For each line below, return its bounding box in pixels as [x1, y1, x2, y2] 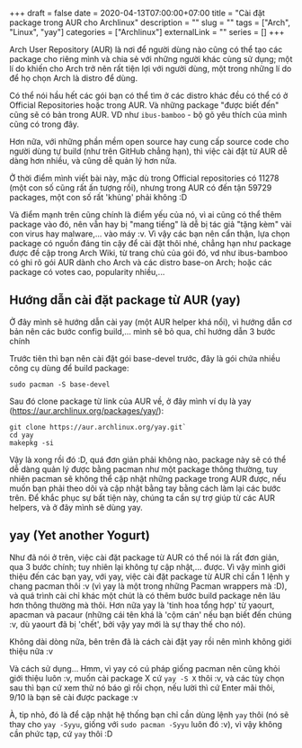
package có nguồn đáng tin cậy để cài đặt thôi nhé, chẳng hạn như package [9, 238, 292, 248]
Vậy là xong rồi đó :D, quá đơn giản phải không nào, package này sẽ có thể [9, 454, 287, 465]
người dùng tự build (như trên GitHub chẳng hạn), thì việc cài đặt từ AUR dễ [9, 146, 288, 156]
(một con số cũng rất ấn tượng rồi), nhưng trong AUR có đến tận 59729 [9, 183, 272, 192]
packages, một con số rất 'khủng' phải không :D [9, 192, 188, 202]
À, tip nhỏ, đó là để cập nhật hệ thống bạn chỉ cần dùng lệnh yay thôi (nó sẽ [9, 709, 289, 720]
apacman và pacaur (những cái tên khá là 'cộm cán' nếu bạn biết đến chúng [9, 609, 292, 619]
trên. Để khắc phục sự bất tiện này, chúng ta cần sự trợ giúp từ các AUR [9, 492, 276, 503]
